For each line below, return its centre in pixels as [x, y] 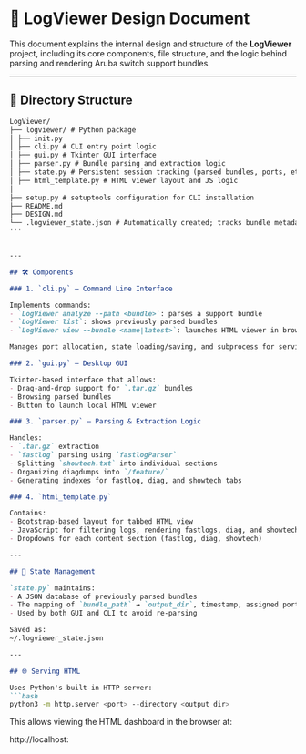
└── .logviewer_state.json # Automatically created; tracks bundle [140, 223]
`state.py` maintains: [52, 588]
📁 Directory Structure [71, 101]
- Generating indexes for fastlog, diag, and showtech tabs [126, 480]
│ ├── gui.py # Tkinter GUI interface [83, 155]
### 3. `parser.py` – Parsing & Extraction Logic [106, 422]
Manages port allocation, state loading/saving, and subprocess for [142, 347]
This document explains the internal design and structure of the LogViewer [151, 44]
